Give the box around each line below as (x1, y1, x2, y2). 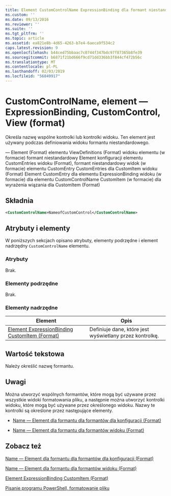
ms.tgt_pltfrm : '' (5, 31, 44, 36)
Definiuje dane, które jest (89, 326, 149, 333)
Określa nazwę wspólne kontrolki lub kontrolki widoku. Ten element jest (5, 134, 155, 140)
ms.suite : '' (5, 26, 33, 32)
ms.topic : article (5, 36, 44, 41)
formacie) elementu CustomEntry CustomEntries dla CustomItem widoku (5, 165, 158, 171)
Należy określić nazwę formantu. (5, 363, 74, 369)
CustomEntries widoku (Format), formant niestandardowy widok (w (5, 160, 146, 166)
